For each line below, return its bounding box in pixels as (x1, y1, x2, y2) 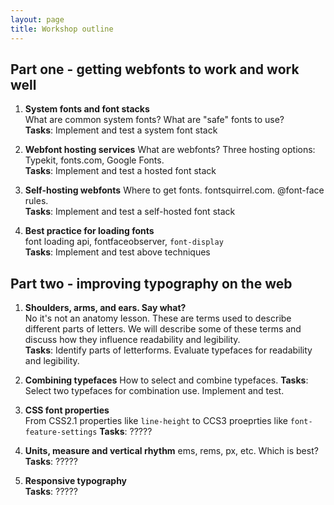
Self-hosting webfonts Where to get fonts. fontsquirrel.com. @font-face (24, 184, 325, 196)
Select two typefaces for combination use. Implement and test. (24, 385, 285, 397)
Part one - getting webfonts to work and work (10, 61, 300, 78)
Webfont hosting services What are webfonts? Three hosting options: (24, 144, 316, 156)
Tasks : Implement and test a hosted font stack (24, 165, 217, 177)
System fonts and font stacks (24, 103, 150, 115)
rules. (24, 195, 49, 207)
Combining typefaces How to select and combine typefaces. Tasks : (24, 374, 309, 386)
